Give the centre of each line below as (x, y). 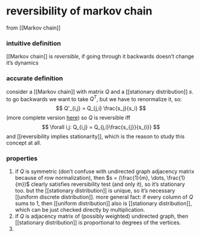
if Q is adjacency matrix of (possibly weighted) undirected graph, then (102, 216)
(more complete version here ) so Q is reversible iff (68, 118)
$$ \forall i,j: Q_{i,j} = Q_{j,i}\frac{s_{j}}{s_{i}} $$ (101, 127)
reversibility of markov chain (79, 11)
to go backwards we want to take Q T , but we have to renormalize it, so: (94, 99)
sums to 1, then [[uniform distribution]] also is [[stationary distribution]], (103, 203)
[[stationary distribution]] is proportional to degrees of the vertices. (98, 223)
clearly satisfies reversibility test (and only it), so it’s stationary (108, 184)
